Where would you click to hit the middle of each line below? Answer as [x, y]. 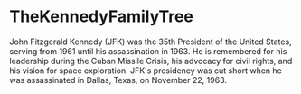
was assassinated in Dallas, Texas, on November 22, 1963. [118, 80]
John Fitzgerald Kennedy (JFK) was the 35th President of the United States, [150, 42]
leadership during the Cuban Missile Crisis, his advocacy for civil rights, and [151, 61]
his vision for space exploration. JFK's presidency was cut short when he [146, 70]
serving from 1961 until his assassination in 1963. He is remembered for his [148, 51]
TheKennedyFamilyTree [102, 17]
